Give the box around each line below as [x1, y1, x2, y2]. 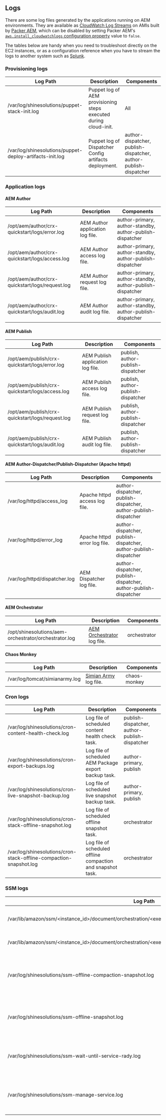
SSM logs [5, 885, 29, 892]
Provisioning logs [5, 65, 48, 72]
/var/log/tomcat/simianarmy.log [7, 675, 81, 682]
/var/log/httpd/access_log [7, 498, 68, 504]
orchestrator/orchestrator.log [7, 634, 76, 641]
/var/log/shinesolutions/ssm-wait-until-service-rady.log [7, 1052, 141, 1059]
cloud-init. [88, 124, 113, 130]
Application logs [5, 183, 45, 190]
